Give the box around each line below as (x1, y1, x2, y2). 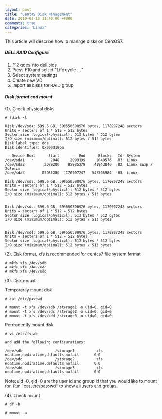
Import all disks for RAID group (12, 83, 74, 88)
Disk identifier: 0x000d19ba (5, 145, 64, 150)
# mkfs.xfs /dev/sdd (5, 269, 47, 274)
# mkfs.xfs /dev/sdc (5, 265, 47, 270)
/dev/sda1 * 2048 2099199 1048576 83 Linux (5, 158, 138, 163)
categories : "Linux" (5, 25, 47, 30)
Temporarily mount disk (5, 287, 52, 293)
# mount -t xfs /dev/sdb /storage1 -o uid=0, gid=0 (5, 305, 112, 310)
